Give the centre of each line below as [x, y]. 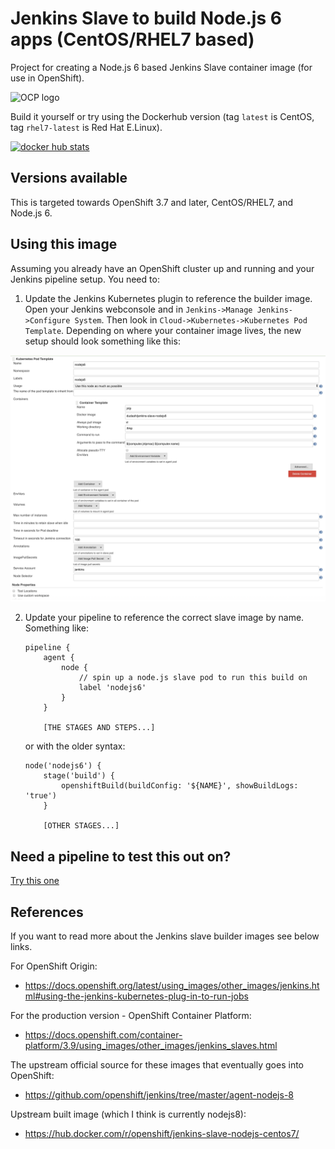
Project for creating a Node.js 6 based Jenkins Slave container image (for [161, 67]
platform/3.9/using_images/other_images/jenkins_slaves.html [151, 1045]
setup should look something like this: [102, 341]
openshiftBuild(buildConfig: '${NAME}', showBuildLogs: [180, 786]
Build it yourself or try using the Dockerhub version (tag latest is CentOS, [162, 116]
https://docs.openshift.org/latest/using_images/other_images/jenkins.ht [172, 985]
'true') [40, 796]
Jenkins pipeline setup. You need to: [85, 279]
